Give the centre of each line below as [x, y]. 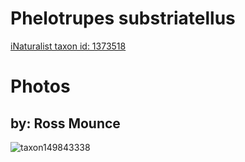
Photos [40, 86]
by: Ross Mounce [65, 123]
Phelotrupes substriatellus [123, 18]
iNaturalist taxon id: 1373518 [68, 46]
